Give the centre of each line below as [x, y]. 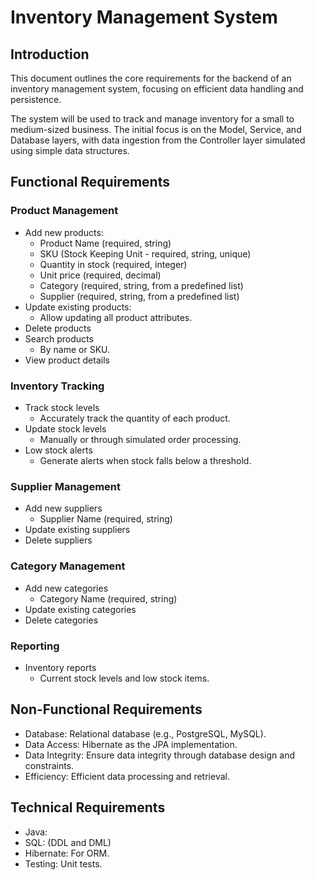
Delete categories [61, 620]
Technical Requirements [88, 807]
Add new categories [66, 588]
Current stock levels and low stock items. [124, 678]
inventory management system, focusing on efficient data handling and [157, 89]
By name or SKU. [75, 349]
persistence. [36, 99]
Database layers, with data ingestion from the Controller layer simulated [158, 140]
